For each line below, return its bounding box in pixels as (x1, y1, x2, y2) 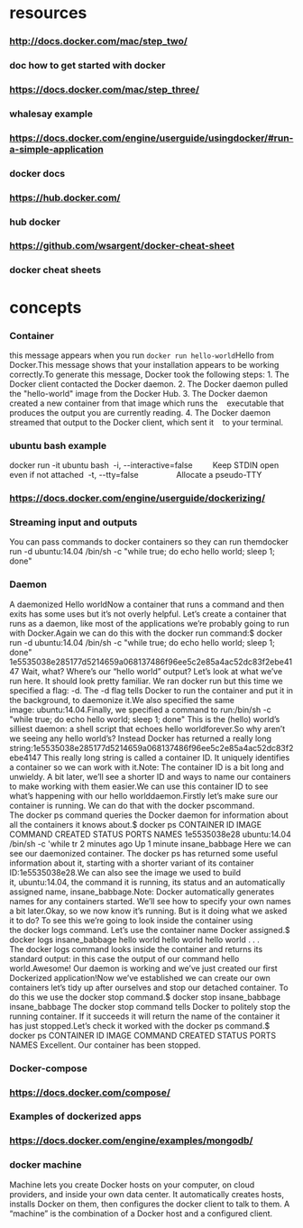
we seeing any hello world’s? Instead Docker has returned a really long (9, 733, 272, 744)
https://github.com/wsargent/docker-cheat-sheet (9, 240, 234, 252)
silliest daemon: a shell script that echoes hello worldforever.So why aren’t (9, 723, 286, 734)
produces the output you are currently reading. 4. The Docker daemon (9, 407, 271, 417)
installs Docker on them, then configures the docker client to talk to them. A (9, 1198, 290, 1209)
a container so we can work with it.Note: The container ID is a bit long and (9, 761, 284, 773)
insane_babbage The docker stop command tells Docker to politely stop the (9, 1001, 291, 1012)
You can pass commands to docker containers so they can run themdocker (9, 536, 289, 547)
